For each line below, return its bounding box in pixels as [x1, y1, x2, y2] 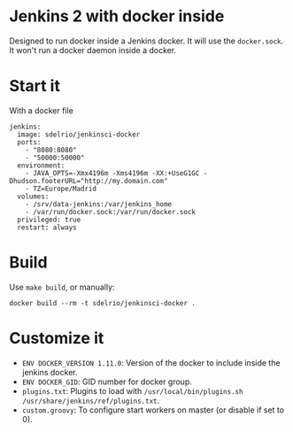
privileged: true [17, 215, 81, 224]
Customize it [9, 328, 104, 348]
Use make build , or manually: [9, 282, 115, 292]
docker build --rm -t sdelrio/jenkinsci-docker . [9, 298, 197, 307]
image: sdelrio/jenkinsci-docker [17, 130, 141, 139]
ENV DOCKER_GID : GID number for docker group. [21, 376, 192, 387]
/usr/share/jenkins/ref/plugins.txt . [21, 395, 160, 405]
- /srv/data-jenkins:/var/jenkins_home [25, 199, 173, 209]
